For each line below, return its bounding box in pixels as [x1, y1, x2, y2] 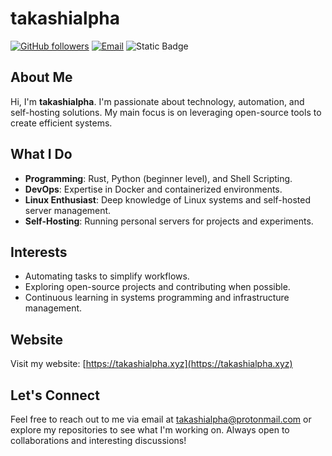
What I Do [10, 146, 73, 163]
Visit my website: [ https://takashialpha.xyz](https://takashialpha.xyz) [10, 358, 293, 370]
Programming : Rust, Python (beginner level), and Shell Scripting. [24, 172, 293, 184]
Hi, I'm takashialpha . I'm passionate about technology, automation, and [10, 95, 305, 107]
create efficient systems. [10, 117, 113, 129]
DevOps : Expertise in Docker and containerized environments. [24, 183, 283, 195]
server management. [24, 204, 112, 216]
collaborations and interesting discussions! [10, 435, 187, 446]
